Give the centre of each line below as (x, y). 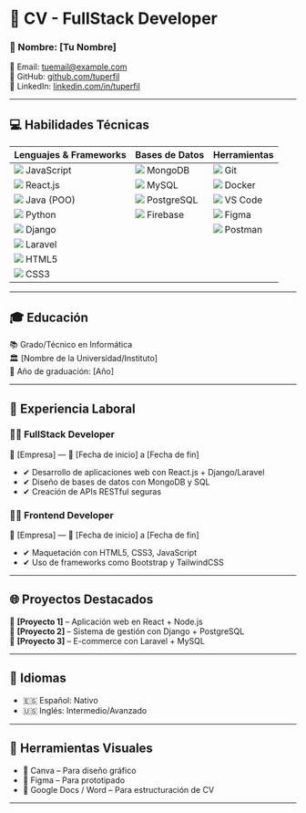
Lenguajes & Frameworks (70, 155)
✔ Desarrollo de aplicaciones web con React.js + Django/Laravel (143, 472)
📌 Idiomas (38, 678)
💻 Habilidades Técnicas (80, 125)
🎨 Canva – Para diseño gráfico (79, 770)
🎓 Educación (49, 317)
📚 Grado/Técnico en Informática (71, 345)
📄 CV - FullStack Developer (114, 19)
